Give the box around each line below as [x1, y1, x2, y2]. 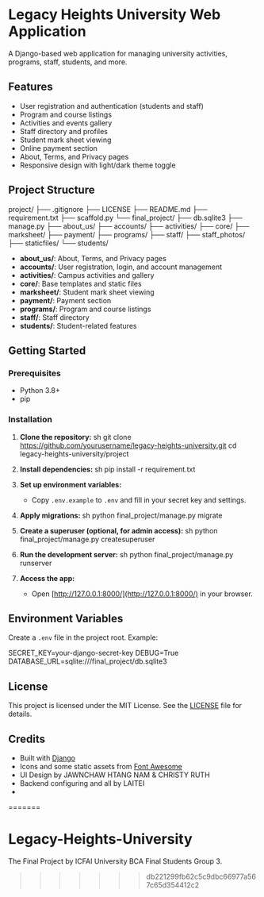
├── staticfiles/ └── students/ [8, 238, 109, 248]
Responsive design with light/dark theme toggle [19, 160, 176, 170]
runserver [19, 558, 52, 568]
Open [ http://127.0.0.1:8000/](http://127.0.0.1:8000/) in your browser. [31, 589, 254, 599]
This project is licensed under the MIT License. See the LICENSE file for [8, 701, 243, 710]
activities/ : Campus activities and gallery [19, 270, 155, 279]
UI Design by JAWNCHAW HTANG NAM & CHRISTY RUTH [19, 770, 210, 780]
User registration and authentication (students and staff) [19, 101, 205, 110]
